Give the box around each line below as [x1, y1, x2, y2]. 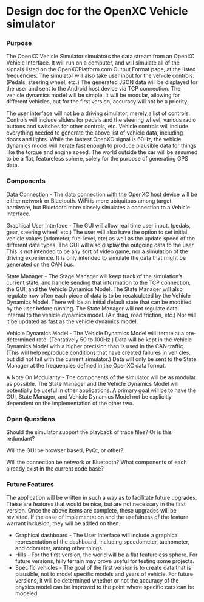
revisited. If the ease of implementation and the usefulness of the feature [6, 513, 189, 521]
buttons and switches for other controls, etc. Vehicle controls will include [6, 123, 189, 130]
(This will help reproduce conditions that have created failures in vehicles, [6, 349, 191, 356]
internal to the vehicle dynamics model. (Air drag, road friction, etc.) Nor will [6, 311, 196, 318]
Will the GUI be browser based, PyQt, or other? [6, 447, 124, 454]
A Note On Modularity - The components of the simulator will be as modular [6, 373, 196, 381]
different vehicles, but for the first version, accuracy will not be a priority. [6, 98, 189, 105]
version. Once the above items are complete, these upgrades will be [6, 507, 177, 514]
